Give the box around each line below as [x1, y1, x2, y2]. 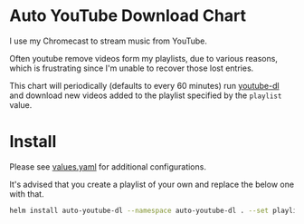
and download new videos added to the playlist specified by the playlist [9, 90, 282, 101]
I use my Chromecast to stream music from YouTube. [9, 35, 208, 46]
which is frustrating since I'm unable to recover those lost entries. [9, 63, 254, 73]
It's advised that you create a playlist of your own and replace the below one [9, 179, 295, 190]
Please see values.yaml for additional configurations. [9, 161, 206, 172]
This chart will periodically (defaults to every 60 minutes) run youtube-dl [9, 80, 280, 91]
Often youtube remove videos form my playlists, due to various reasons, [9, 53, 279, 63]
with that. [9, 188, 44, 200]
